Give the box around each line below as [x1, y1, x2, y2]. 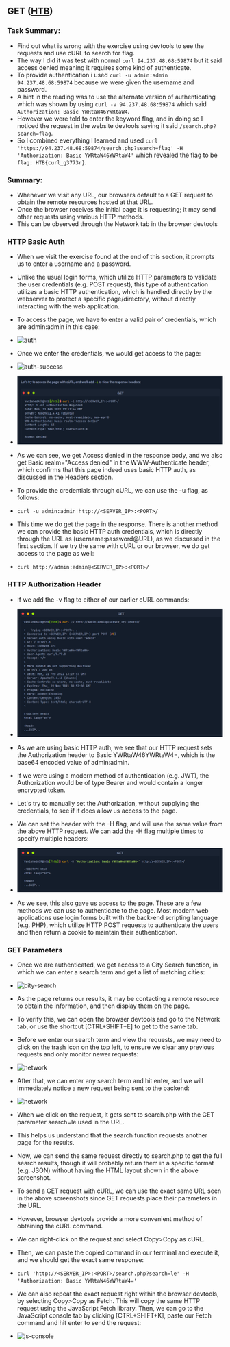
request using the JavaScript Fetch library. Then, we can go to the [16, 1305, 204, 1313]
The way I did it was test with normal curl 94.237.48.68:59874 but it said [16, 56, 222, 64]
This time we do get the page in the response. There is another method [16, 520, 218, 528]
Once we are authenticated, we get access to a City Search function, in [16, 961, 218, 969]
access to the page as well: [16, 549, 94, 558]
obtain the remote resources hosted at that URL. [16, 198, 153, 206]
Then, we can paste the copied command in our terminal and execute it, [16, 1248, 220, 1257]
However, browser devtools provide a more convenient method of [16, 1215, 203, 1223]
